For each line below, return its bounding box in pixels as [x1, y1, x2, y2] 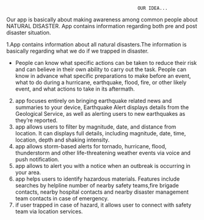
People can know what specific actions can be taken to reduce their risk [15, 59, 197, 66]
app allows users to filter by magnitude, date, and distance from [15, 123, 177, 131]
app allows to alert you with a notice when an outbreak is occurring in [15, 162, 191, 169]
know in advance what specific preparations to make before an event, [15, 72, 191, 79]
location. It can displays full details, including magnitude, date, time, [15, 130, 186, 137]
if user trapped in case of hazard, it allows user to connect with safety [15, 202, 192, 208]
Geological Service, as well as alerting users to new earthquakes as [15, 110, 186, 117]
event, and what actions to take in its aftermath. [15, 85, 136, 93]
